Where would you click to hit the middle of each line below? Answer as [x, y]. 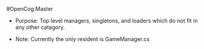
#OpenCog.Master [30, 9]
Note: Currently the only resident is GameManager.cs [82, 39]
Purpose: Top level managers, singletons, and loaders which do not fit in [106, 21]
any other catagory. [40, 27]
